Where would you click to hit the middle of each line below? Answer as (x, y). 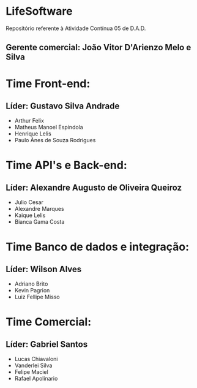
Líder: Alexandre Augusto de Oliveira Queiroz (94, 187)
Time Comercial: (49, 321)
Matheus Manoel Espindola (49, 127)
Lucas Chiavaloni (36, 359)
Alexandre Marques (39, 209)
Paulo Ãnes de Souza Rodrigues (55, 140)
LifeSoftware (39, 11)
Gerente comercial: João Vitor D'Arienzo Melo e (98, 48)
